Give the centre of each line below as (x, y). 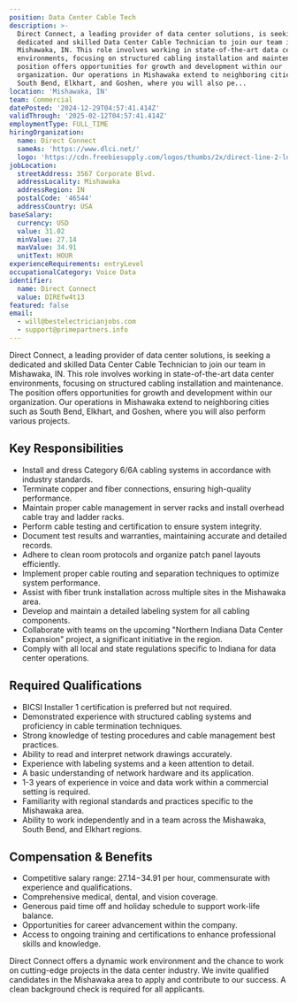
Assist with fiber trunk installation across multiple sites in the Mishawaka (154, 592)
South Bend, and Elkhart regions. (82, 829)
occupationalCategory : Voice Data (73, 272)
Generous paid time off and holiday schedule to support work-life (141, 907)
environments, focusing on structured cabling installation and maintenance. (146, 383)
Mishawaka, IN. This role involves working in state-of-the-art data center (142, 373)
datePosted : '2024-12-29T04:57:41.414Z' (85, 108)
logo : (27, 157)
